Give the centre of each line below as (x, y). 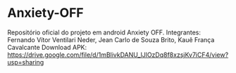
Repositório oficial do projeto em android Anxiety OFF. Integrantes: (104, 32)
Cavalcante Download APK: (47, 47)
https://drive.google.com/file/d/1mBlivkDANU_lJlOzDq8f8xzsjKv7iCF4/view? (118, 55)
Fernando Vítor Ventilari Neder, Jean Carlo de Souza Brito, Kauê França (111, 39)
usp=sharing (26, 62)
